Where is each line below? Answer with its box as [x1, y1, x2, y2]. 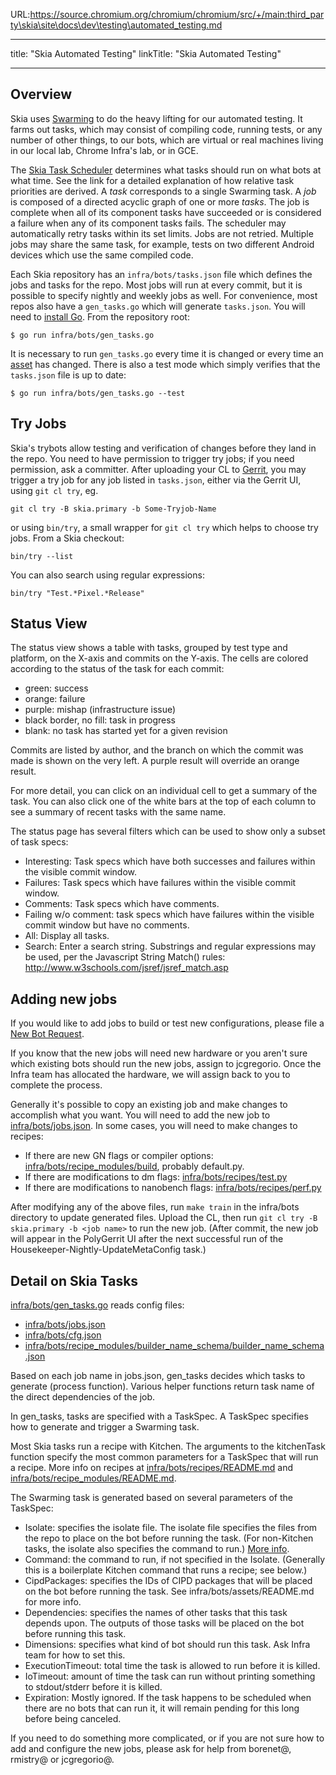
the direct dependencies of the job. [10, 1391, 156, 1403]
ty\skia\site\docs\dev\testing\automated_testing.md [10, 19, 223, 31]
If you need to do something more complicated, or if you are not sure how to [10, 1732, 325, 1744]
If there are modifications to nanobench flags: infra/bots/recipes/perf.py [24, 1182, 322, 1194]
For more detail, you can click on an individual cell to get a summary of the [10, 785, 318, 797]
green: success [24, 682, 89, 694]
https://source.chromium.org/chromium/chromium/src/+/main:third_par [29, 9, 325, 20]
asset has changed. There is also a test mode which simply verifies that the [10, 358, 321, 370]
